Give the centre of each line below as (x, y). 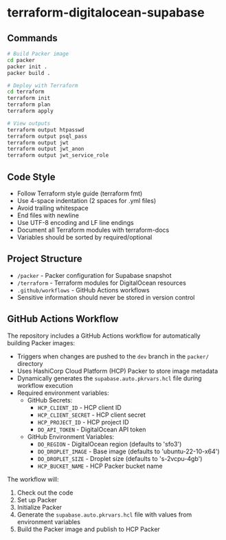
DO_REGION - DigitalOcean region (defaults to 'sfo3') (110, 444)
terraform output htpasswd (46, 130)
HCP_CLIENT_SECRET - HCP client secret (91, 415)
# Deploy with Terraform (43, 85)
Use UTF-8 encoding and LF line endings (75, 222)
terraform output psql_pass (47, 136)
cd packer (21, 60)
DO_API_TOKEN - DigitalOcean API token (92, 429)
